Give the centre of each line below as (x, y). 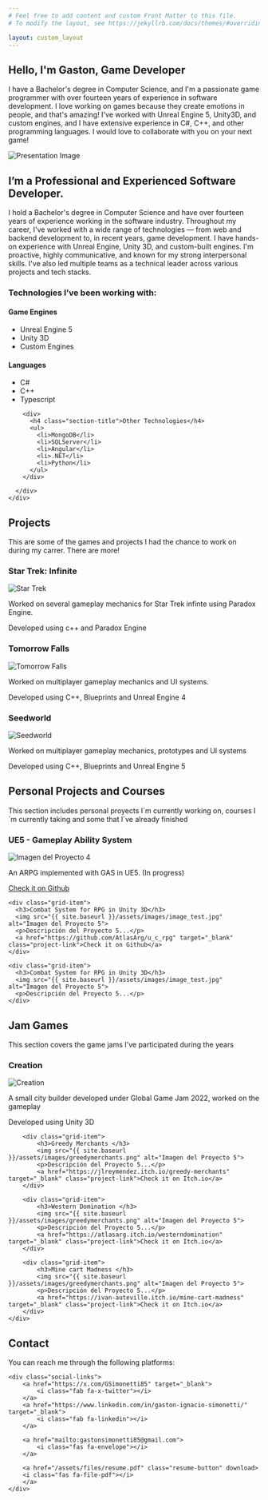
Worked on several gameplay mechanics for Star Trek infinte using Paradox (132, 604)
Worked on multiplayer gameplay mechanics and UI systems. (108, 681)
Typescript (37, 400)
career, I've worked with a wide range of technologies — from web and (125, 229)
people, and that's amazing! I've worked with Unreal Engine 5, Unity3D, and (132, 115)
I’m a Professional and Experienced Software (122, 181)
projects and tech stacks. (50, 272)
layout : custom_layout (46, 38)
